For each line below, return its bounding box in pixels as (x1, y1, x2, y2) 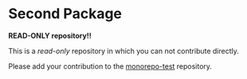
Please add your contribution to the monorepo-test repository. (8, 61, 213, 71)
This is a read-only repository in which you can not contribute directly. (8, 46, 239, 55)
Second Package (8, 5, 122, 23)
